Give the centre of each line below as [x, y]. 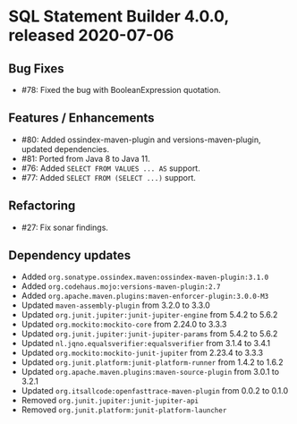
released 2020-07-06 [91, 35]
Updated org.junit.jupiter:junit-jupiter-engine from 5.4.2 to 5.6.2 [149, 315]
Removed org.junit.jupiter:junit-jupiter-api [110, 401]
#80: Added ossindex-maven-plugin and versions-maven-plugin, [141, 140]
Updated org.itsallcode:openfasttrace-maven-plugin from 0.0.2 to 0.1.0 [155, 391]
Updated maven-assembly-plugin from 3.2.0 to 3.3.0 [116, 305]
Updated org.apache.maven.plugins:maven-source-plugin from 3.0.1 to [150, 372]
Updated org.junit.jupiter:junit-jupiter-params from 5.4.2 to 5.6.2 [149, 334]
